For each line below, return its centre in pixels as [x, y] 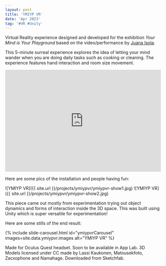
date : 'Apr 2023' [23, 19]
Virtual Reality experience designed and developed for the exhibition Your [80, 38]
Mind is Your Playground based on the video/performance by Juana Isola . [80, 43]
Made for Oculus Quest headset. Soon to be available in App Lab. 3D [75, 248]
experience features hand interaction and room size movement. [70, 63]
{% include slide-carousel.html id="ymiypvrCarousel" [60, 233]
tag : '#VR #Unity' [24, 23]
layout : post [19, 10]
